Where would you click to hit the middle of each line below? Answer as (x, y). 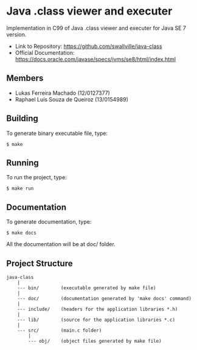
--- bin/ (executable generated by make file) (87, 288)
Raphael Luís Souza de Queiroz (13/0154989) (72, 99)
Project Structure (40, 263)
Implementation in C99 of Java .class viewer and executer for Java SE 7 (96, 28)
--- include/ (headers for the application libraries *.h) (98, 309)
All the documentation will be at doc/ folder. (61, 244)
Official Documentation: (45, 52)
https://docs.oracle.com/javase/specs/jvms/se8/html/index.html (95, 59)
